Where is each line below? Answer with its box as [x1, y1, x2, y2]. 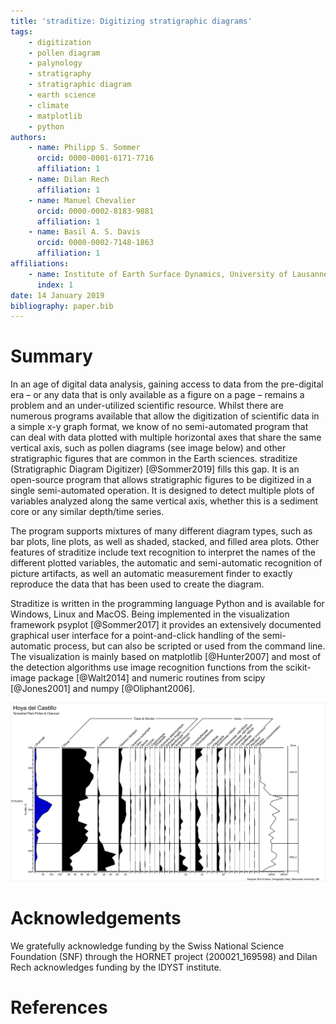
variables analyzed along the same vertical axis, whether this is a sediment [10, 495, 319, 507]
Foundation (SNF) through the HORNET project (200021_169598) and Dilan [10, 951, 318, 963]
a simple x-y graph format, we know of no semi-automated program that [10, 421, 309, 433]
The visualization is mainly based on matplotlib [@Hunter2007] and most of [10, 651, 322, 663]
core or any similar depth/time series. [10, 506, 165, 518]
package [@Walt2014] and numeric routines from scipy [38, 672, 266, 684]
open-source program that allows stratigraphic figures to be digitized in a [10, 474, 312, 486]
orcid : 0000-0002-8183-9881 [36, 206, 155, 216]
